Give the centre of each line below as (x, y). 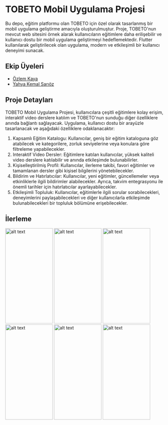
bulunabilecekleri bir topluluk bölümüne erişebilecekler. (70, 203)
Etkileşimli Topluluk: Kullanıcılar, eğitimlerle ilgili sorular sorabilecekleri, (86, 192)
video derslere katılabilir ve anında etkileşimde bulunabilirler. (75, 160)
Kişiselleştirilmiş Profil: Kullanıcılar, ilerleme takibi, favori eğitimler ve (83, 165)
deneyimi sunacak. (25, 50)
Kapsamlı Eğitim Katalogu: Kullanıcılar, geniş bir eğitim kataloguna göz (85, 138)
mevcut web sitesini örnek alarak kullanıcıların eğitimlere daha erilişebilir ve (83, 34)
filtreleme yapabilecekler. (39, 149)
